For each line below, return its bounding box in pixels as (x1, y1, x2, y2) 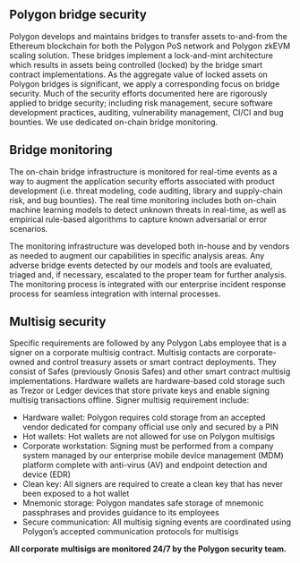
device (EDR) (21, 469, 72, 480)
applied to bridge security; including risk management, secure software (9, 98, 273, 108)
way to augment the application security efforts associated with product (9, 175, 275, 186)
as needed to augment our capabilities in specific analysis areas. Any (9, 250, 265, 260)
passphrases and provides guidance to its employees (21, 508, 219, 518)
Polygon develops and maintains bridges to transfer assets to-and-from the (9, 30, 288, 41)
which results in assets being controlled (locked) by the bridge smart (9, 59, 263, 70)
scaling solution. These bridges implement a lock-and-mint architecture (9, 49, 273, 61)
